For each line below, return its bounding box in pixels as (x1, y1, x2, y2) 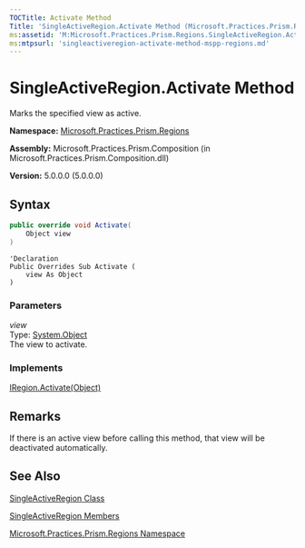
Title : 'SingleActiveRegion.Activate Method (9, 22, 181, 31)
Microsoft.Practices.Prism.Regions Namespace (9, 528, 186, 539)
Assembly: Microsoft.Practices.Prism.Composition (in (9, 143, 211, 154)
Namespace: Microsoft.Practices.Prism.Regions (9, 125, 190, 136)
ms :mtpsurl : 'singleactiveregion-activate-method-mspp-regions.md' (9, 38, 271, 48)
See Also (9, 469, 61, 484)
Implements (9, 361, 64, 374)
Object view (25, 229, 71, 238)
